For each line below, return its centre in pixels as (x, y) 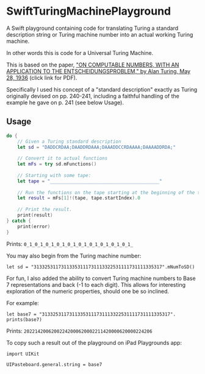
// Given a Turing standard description (69, 142)
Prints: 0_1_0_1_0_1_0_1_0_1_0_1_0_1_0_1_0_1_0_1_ (70, 244)
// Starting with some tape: (54, 175)
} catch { (19, 221)
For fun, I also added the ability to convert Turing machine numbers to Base (101, 278)
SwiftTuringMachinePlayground (89, 11)
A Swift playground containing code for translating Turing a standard (92, 28)
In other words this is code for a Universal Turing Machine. (80, 52)
